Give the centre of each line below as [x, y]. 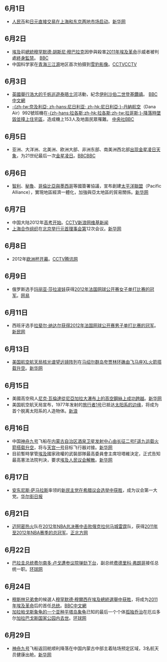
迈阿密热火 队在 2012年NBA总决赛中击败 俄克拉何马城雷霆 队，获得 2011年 [85, 526]
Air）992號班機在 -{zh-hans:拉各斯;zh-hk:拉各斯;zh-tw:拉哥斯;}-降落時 [84, 113]
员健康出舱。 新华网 [32, 655]
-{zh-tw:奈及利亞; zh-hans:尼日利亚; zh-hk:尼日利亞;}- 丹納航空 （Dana [84, 107]
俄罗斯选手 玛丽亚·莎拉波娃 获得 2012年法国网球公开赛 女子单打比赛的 [81, 289]
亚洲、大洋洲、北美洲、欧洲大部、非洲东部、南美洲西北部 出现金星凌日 [84, 150]
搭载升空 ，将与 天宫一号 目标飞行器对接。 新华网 [64, 447]
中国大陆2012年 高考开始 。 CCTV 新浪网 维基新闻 [60, 222]
